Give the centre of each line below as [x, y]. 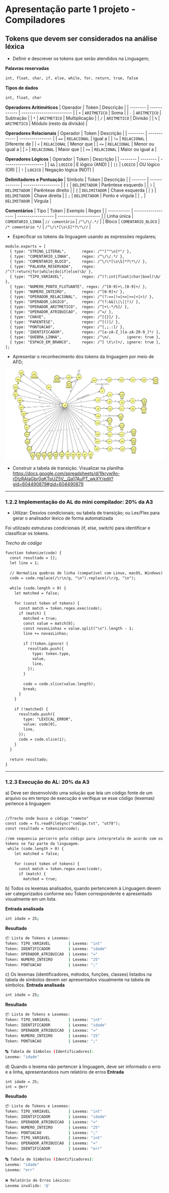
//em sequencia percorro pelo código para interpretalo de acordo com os [84, 839]
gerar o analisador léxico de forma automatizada [63, 518]
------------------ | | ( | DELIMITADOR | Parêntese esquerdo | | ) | [89, 184]
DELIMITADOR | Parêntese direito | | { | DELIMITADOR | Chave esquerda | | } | [81, 190]
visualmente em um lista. [31, 899]
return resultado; [29, 760]
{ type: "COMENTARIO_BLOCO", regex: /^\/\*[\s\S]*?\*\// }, [78, 261]
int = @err [17, 1087]
